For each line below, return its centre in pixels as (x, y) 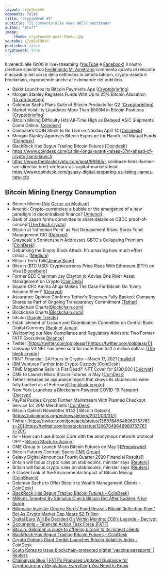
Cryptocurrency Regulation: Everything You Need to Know (70, 566)
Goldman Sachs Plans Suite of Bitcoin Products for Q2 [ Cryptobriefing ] (83, 105)
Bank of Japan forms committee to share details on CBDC (70, 219)
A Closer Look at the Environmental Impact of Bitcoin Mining (72, 473)
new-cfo (21, 177)
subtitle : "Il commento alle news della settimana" (58, 23)
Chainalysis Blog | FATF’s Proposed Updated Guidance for (70, 560)
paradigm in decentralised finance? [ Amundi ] (57, 214)
